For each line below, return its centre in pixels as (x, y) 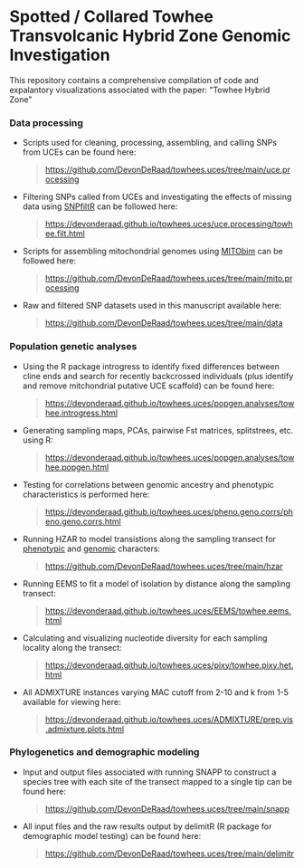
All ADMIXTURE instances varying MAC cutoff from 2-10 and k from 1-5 (156, 692)
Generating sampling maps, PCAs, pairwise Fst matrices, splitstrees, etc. (158, 430)
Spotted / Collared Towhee (112, 17)
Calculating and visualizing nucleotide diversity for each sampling (145, 638)
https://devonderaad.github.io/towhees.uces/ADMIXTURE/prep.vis (169, 719)
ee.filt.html (65, 234)
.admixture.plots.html (85, 729)
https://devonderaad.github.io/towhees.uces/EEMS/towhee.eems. (168, 610)
